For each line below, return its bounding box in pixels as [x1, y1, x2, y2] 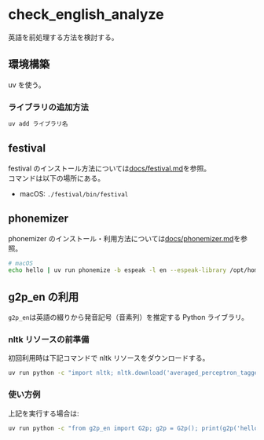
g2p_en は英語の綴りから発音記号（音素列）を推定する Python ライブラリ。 [8, 313, 249, 322]
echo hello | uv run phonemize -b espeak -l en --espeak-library [8, 266, 226, 274]
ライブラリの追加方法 [8, 101, 89, 112]
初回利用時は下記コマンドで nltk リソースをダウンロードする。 [8, 354, 210, 363]
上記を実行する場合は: [8, 409, 80, 418]
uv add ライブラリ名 [8, 120, 68, 128]
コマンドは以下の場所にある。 [8, 173, 104, 182]
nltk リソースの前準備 [8, 334, 90, 345]
